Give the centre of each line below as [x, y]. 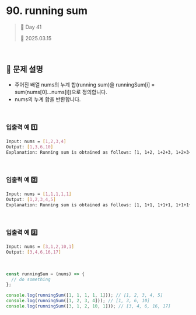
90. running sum [47, 11]
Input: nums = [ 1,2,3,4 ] [36, 141]
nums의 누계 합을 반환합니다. [48, 99]
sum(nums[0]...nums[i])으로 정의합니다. [61, 92]
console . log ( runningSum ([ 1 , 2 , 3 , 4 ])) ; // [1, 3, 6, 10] [78, 301]
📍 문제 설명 [25, 69]
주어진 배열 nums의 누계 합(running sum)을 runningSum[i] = [85, 84]
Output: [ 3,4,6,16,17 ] [34, 252]
